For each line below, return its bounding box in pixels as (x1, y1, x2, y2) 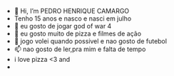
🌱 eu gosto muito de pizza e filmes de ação (14, 29, 141, 38)
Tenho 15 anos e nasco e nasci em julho (14, 14, 132, 23)
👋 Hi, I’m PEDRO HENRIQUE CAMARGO (14, 7, 130, 15)
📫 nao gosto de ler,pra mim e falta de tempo (14, 45, 146, 53)
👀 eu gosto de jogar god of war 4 (14, 22, 112, 30)
